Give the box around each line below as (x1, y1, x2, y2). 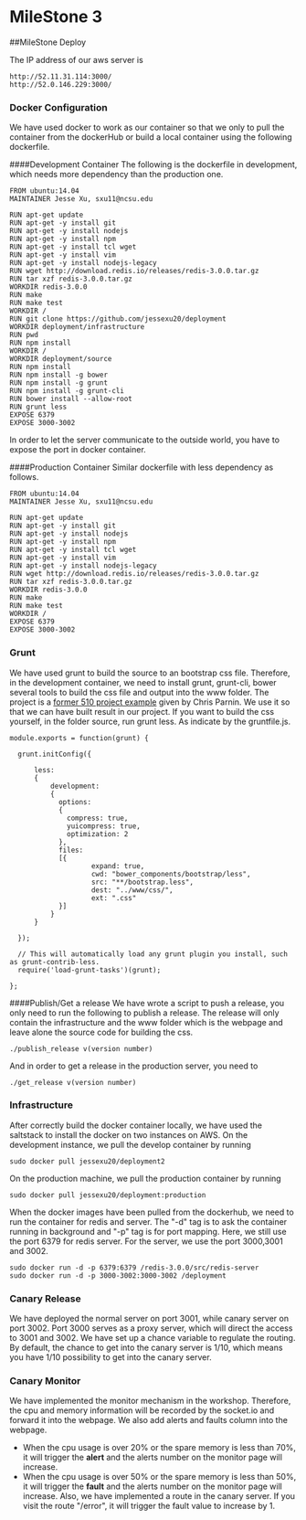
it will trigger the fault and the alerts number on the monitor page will (22, 1481, 283, 1492)
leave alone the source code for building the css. (9, 1026, 194, 1037)
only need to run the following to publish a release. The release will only (9, 1007, 280, 1018)
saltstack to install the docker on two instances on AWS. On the (9, 1129, 248, 1140)
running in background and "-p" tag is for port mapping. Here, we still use (9, 1226, 287, 1237)
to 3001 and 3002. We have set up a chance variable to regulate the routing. (9, 1333, 296, 1344)
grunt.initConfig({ (17, 749, 92, 759)
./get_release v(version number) (9, 1078, 137, 1087)
